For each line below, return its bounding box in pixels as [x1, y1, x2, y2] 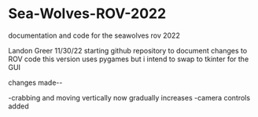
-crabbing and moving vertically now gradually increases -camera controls [8, 93, 250, 102]
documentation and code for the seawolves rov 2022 [8, 31, 181, 40]
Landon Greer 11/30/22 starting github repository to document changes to [8, 46, 248, 55]
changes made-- [8, 78, 63, 87]
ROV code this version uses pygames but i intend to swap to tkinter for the [8, 54, 249, 64]
